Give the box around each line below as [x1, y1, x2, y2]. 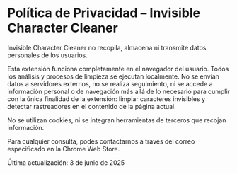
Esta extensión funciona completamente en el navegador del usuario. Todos [7, 64, 229, 73]
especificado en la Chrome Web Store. [7, 144, 120, 153]
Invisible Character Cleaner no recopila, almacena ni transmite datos [7, 43, 207, 52]
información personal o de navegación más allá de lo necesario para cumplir [7, 87, 230, 95]
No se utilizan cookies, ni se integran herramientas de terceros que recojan [7, 115, 226, 124]
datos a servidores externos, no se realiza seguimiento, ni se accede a [7, 79, 214, 88]
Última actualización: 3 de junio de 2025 [7, 158, 125, 167]
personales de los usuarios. [7, 51, 88, 59]
